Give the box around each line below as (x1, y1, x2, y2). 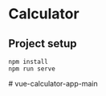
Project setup (8, 37, 78, 50)
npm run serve (8, 65, 56, 73)
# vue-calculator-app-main (8, 79, 98, 88)
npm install (8, 58, 48, 66)
